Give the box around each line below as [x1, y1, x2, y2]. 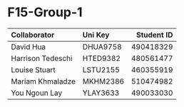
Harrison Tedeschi [11, 53, 73, 63]
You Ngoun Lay [11, 88, 63, 98]
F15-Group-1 [7, 4, 83, 21]
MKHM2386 [82, 76, 125, 86]
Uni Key [82, 30, 110, 40]
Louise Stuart [11, 64, 56, 74]
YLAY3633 [82, 88, 120, 98]
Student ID [136, 30, 173, 40]
